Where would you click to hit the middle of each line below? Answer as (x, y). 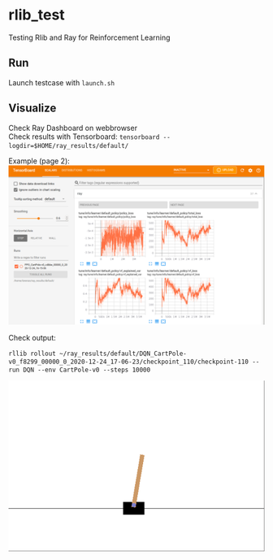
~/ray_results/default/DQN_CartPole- (123, 354)
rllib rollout (32, 354)
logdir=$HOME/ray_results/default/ (69, 145)
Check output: (32, 337)
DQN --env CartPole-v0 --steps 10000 (87, 370)
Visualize (32, 109)
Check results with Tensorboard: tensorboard (84, 137)
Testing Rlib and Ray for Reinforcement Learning (89, 37)
